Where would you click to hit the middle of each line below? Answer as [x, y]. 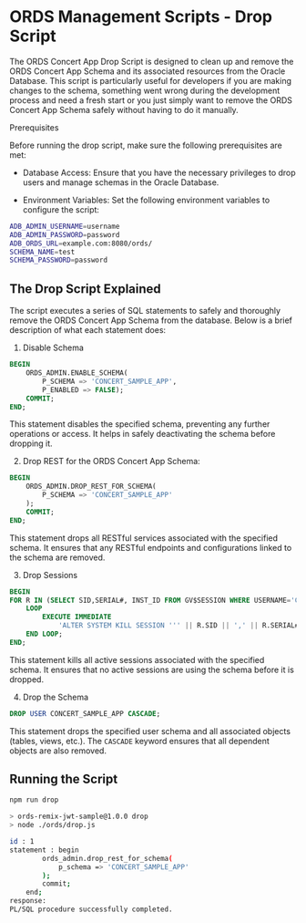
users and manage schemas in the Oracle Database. [121, 182]
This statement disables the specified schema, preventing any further [140, 424]
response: [28, 901]
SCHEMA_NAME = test [42, 252]
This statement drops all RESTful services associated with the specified [144, 538]
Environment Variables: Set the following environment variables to [146, 200]
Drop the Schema [56, 697]
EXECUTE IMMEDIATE [77, 617]
